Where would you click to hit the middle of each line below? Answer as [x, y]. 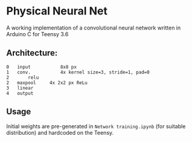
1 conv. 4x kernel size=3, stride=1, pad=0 [78, 72]
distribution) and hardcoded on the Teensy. [60, 132]
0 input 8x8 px [42, 67]
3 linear [20, 88]
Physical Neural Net [57, 11]
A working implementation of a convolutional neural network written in [94, 28]
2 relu [23, 77]
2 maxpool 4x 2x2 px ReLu [47, 82]
